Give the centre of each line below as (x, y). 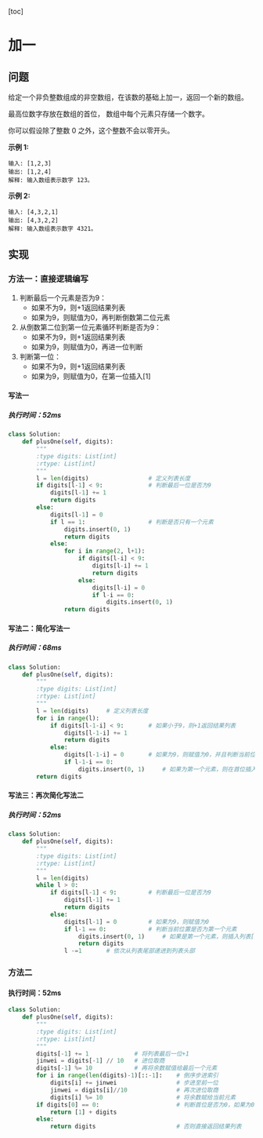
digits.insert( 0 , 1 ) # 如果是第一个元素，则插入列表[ (166, 936)
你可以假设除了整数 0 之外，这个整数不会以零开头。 (91, 130)
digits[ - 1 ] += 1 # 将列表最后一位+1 (113, 1054)
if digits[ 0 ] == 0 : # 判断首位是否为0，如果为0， (148, 1105)
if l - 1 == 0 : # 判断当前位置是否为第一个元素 (150, 929)
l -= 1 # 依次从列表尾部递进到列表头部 (130, 951)
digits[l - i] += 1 (120, 566)
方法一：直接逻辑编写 (48, 279)
